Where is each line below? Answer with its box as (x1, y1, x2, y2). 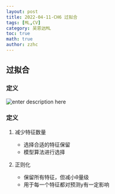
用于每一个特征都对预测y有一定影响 (23, 181, 110, 188)
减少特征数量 (14, 128, 46, 135)
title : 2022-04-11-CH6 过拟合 (6, 14, 78, 20)
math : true (6, 36, 33, 42)
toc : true (6, 31, 31, 37)
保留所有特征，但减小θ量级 (23, 173, 90, 180)
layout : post (6, 8, 38, 15)
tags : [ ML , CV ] (6, 20, 41, 25)
